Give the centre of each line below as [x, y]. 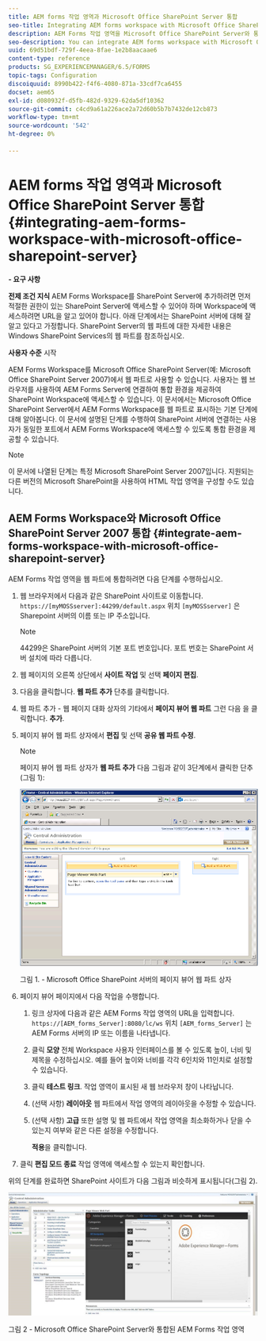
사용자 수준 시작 [32, 353]
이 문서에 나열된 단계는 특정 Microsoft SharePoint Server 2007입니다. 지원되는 [131, 471]
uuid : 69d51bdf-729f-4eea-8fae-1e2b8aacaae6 [83, 50]
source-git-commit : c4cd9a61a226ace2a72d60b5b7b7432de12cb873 [113, 109]
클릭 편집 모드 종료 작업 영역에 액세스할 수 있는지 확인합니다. [112, 1164]
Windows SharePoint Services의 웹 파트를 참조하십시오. [96, 335]
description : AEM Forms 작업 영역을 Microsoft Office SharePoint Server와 [129, 33]
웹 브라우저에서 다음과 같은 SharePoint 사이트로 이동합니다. [111, 595]
